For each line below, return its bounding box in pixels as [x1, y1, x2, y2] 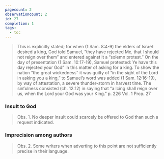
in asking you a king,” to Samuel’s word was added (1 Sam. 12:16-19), [17, 75, 156, 81]
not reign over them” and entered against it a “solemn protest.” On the [17, 54, 159, 60]
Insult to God [5, 103, 37, 110]
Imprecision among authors [5, 131, 73, 138]
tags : [5, 26, 16, 31]
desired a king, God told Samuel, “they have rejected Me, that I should [17, 49, 159, 55]
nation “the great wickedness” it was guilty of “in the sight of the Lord [17, 70, 159, 75]
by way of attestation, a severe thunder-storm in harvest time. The [17, 80, 151, 86]
